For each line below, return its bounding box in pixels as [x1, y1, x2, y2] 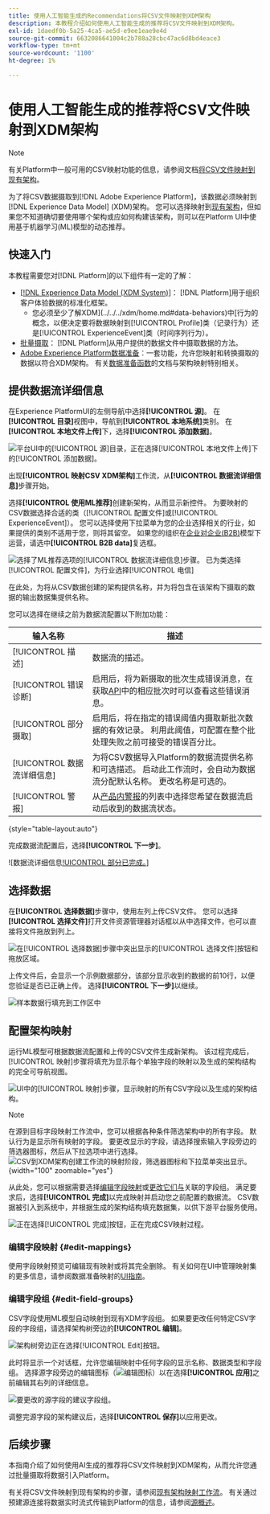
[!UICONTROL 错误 [12, 679, 84, 691]
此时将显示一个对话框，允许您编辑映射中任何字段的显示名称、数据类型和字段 [8, 1357, 262, 1367]
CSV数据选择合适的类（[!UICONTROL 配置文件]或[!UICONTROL [8, 508, 219, 518]
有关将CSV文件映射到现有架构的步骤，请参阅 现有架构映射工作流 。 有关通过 [8, 1487, 257, 1497]
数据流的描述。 [92, 652, 149, 663]
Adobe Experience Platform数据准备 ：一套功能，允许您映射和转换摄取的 [19, 347, 260, 358]
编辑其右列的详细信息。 [14, 1377, 93, 1387]
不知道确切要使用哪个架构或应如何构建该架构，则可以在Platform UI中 [22, 211, 250, 221]
